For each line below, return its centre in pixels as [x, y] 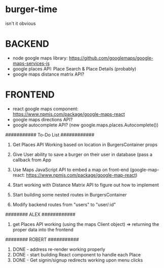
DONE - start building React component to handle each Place [77, 254]
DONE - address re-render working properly [59, 249]
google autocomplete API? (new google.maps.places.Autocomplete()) [86, 125]
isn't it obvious [21, 23]
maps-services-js [31, 63]
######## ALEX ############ [40, 214]
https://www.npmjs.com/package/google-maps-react [69, 114]
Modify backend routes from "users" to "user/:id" [64, 205]
